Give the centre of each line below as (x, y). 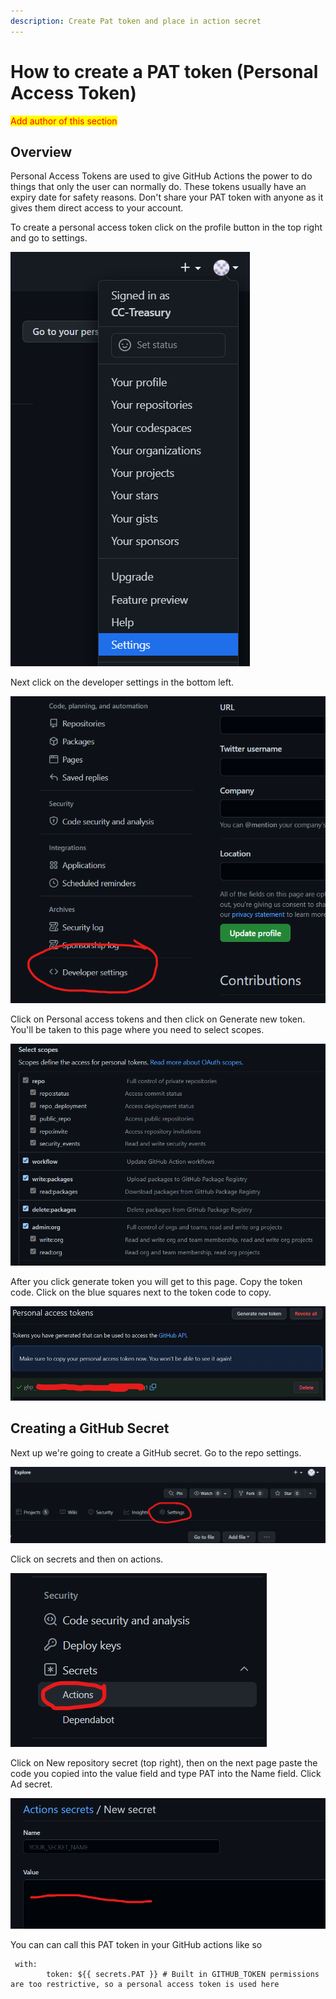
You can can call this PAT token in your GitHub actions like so (136, 1944)
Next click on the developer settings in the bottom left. (122, 682)
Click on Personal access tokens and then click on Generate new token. (158, 1019)
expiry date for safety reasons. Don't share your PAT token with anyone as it (167, 197)
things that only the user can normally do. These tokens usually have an (158, 187)
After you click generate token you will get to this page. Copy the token (156, 1282)
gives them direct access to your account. (97, 208)
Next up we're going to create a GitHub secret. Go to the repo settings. (156, 1452)
